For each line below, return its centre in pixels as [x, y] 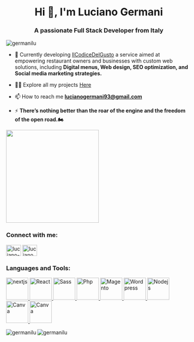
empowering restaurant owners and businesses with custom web [94, 61]
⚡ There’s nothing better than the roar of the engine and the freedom [100, 111]
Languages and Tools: [38, 268]
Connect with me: [32, 235]
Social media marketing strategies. [58, 74]
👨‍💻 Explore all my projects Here [53, 85]
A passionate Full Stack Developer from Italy [99, 31]
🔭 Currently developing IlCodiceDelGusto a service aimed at [87, 55]
